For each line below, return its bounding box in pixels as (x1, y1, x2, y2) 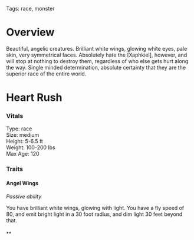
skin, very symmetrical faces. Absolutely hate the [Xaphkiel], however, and (6, 51, 188, 58)
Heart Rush (6, 91, 63, 104)
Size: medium (6, 131, 40, 139)
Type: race (6, 125, 32, 132)
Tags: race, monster (6, 5, 55, 12)
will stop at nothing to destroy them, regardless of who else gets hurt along (6, 57, 189, 64)
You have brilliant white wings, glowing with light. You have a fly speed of (6, 204, 185, 211)
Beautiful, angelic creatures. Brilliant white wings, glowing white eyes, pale (6, 45, 188, 52)
